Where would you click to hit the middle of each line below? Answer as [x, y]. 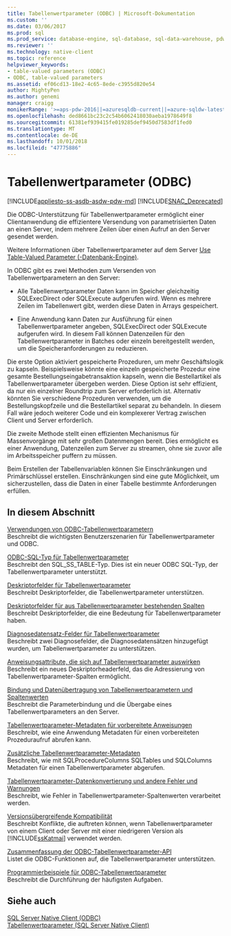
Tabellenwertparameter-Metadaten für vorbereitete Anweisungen [100, 725]
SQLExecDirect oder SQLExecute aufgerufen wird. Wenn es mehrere [114, 298]
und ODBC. [23, 543]
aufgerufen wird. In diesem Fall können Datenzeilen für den [101, 333]
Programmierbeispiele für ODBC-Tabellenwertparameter [87, 872]
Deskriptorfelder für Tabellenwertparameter [69, 585]
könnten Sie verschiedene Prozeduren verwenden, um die [89, 398]
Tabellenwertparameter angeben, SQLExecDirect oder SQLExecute [112, 326]
